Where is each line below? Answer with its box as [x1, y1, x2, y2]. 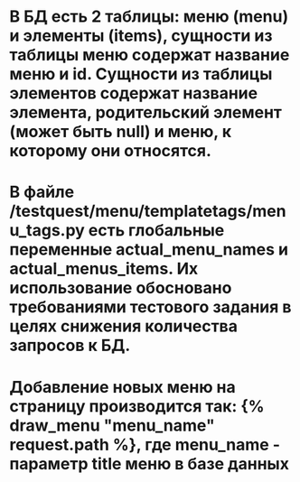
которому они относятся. [9, 141, 212, 162]
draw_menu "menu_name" [9, 415, 215, 435]
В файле [9, 182, 75, 202]
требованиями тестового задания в [9, 297, 292, 318]
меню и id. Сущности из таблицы [9, 64, 273, 85]
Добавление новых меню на [9, 376, 237, 397]
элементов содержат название [9, 83, 258, 104]
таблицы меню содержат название [9, 45, 290, 65]
